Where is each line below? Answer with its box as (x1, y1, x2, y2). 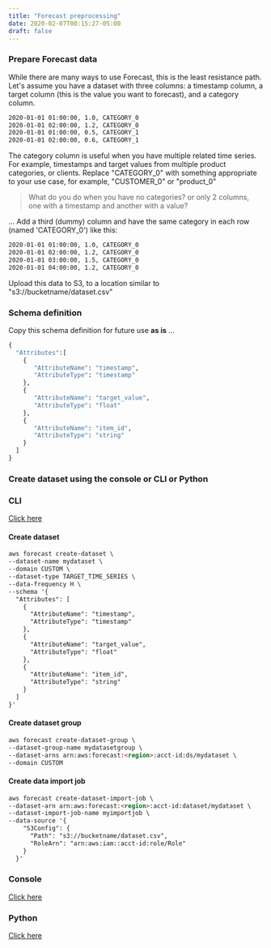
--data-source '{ (8, 817, 67, 825)
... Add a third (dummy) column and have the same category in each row (8, 216, 250, 227)
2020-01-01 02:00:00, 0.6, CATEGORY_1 (8, 136, 139, 144)
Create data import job (8, 776, 87, 786)
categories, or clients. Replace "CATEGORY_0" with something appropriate (8, 168, 257, 178)
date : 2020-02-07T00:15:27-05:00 (8, 19, 121, 28)
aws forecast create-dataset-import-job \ (8, 794, 154, 802)
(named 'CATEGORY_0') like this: (8, 225, 118, 235)
